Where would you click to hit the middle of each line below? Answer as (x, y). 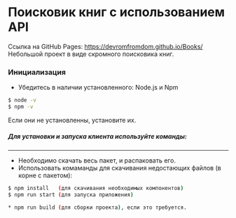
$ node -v (22, 100)
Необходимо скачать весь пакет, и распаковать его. (97, 160)
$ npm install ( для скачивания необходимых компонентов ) (96, 188)
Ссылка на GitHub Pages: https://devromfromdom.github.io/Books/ (105, 46)
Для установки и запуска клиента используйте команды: (98, 136)
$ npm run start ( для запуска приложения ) (71, 195)
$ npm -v (21, 107)
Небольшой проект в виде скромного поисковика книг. (91, 54)
